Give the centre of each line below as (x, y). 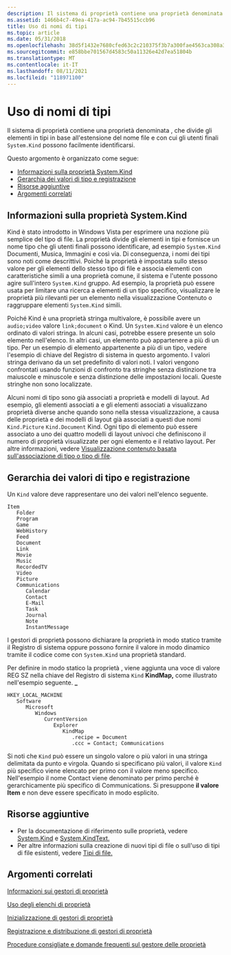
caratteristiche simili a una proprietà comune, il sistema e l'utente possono (112, 276)
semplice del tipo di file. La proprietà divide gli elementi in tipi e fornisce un (113, 239)
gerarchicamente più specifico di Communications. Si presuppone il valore (113, 785)
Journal (36, 615)
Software (29, 701)
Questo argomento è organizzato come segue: (73, 158)
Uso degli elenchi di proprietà (49, 904)
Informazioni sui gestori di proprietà (58, 891)
